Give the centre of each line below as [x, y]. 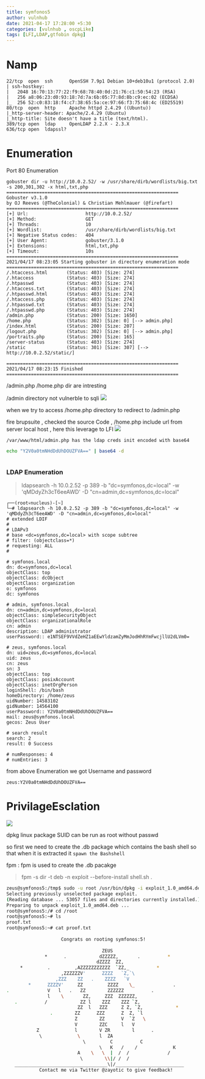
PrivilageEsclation [53, 807]
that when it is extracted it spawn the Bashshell [66, 853]
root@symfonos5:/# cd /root [42, 911]
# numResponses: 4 [30, 755]
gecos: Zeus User [28, 723]
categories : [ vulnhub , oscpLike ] [50, 29]
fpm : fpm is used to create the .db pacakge [62, 865]
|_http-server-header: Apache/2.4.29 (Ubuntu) [67, 114]
